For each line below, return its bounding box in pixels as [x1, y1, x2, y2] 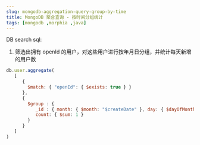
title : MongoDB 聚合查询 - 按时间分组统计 [6, 14, 103, 20]
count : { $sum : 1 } [35, 112, 84, 118]
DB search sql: [6, 36, 42, 43]
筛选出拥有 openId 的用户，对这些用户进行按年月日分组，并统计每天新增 [14, 48, 192, 55]
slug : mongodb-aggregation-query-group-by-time [6, 8, 127, 15]
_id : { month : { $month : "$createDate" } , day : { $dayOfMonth [35, 106, 196, 112]
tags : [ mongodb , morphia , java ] [6, 20, 86, 26]
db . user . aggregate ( [6, 68, 55, 74]
